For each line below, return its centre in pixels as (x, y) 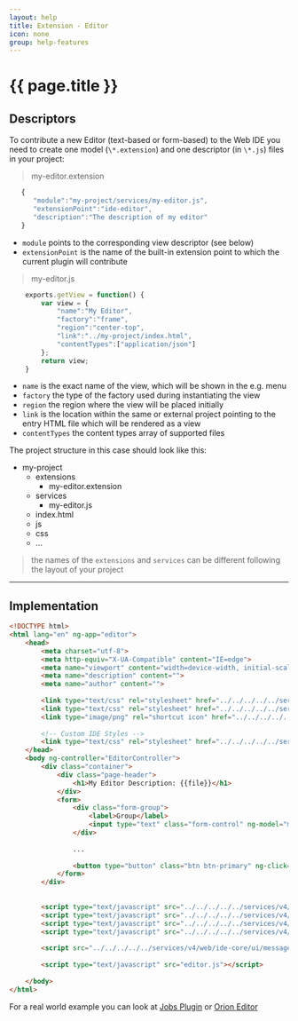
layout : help (33, 17)
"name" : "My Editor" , (94, 312)
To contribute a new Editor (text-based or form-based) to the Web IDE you (145, 140)
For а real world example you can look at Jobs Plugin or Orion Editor (134, 1006)
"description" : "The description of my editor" (120, 217)
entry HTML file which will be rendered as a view (111, 423)
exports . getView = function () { (85, 295)
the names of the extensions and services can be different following (156, 560)
